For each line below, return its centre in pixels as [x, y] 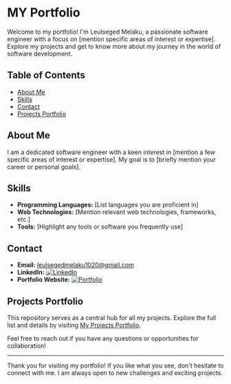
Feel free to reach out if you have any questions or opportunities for [103, 338]
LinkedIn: [31, 273]
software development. [40, 54]
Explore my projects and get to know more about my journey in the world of [114, 46]
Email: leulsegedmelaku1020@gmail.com [75, 265]
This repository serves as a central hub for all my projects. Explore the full [112, 318]
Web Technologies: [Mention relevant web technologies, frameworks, [117, 212]
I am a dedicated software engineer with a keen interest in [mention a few [111, 152]
